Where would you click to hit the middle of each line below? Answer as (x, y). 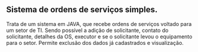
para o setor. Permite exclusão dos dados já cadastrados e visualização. (95, 43)
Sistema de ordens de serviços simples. (82, 10)
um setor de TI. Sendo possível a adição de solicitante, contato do (87, 30)
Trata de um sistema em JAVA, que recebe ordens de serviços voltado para (99, 24)
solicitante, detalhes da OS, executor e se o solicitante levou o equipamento (99, 36)
